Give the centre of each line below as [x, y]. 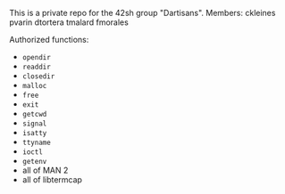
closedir [38, 77]
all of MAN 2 [45, 170]
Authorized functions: [49, 40]
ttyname [36, 142]
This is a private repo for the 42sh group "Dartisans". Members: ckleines [142, 13]
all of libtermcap [52, 180]
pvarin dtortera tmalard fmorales [69, 22]
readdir [36, 67]
